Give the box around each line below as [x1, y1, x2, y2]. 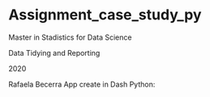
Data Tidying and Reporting [8, 48, 101, 57]
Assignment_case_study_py [8, 6, 202, 24]
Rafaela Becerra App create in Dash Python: [8, 79, 156, 89]
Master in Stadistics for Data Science [8, 32, 132, 42]
